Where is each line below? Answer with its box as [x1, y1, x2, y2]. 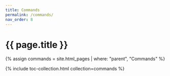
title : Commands [5, 7, 40, 13]
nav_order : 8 [5, 17, 33, 22]
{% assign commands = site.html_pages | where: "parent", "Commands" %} [5, 56, 165, 62]
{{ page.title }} [5, 39, 68, 50]
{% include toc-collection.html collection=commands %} [5, 66, 125, 72]
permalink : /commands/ [5, 12, 54, 17]
